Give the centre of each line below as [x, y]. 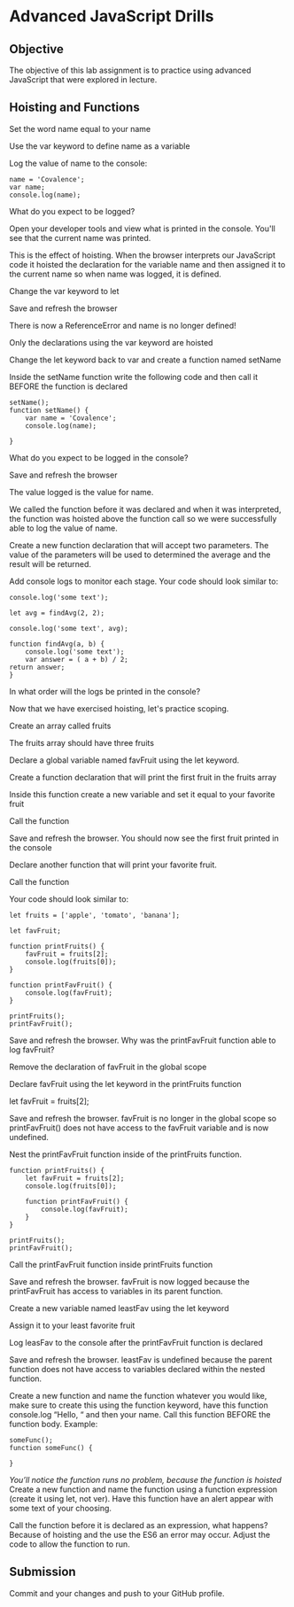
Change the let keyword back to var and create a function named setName [145, 360]
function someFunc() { [51, 1448]
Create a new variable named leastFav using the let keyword [119, 1308]
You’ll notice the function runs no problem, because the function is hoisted [145, 1479]
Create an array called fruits [60, 726]
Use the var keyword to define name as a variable [100, 146]
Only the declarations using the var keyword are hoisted [111, 342]
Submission [43, 1572]
